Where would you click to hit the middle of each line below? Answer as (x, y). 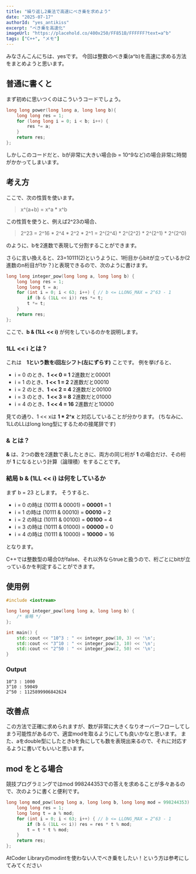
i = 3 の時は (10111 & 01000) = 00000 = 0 (64, 527)
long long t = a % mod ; (46, 813)
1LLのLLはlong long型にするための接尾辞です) (61, 424)
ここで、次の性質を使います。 (42, 198)
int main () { (22, 632)
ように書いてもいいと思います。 (49, 748)
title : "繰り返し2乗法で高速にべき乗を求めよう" (59, 11)
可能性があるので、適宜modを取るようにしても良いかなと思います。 (98, 734)
